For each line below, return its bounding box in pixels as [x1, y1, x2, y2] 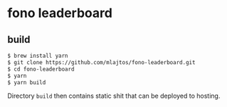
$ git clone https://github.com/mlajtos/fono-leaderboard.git [7, 58, 196, 66]
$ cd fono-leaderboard [7, 66, 75, 73]
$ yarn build [7, 78, 46, 86]
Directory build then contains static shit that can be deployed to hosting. [7, 91, 221, 101]
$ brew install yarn [7, 52, 69, 59]
